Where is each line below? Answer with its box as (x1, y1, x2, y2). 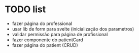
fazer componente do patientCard (12, 37, 83, 43)
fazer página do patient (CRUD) (12, 42, 78, 48)
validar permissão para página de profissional (12, 31, 108, 37)
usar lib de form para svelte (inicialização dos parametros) (12, 25, 134, 32)
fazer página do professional (12, 20, 73, 26)
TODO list (5, 4, 46, 15)
